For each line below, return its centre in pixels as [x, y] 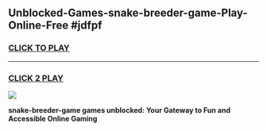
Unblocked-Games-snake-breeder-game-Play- [128, 13]
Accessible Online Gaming [53, 118]
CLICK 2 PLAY [36, 78]
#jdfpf [86, 26]
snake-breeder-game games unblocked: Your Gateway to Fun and [119, 110]
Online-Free [39, 26]
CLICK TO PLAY [39, 48]
